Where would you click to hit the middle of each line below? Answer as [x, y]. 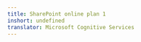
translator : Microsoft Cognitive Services [71, 27]
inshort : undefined [36, 21]
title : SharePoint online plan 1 [57, 14]
